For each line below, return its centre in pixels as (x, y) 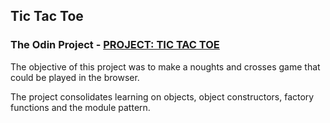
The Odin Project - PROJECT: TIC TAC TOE (115, 45)
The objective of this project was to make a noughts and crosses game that (165, 66)
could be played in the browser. (75, 77)
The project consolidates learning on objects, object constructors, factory (162, 96)
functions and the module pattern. (80, 107)
